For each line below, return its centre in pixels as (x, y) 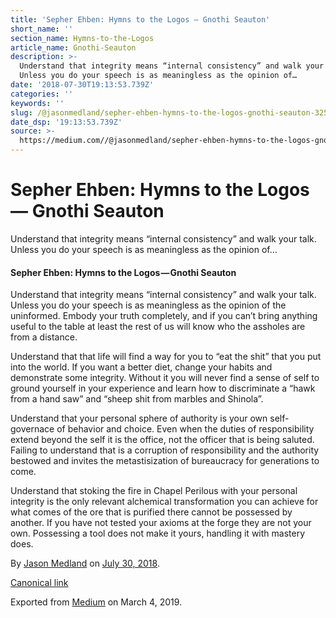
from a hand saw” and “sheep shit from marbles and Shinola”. (137, 399)
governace (32, 429)
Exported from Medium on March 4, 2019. (96, 602)
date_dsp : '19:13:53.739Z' (66, 122)
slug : (21, 112)
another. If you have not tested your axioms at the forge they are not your (161, 523)
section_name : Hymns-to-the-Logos (82, 38)
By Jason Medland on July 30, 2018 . (85, 563)
